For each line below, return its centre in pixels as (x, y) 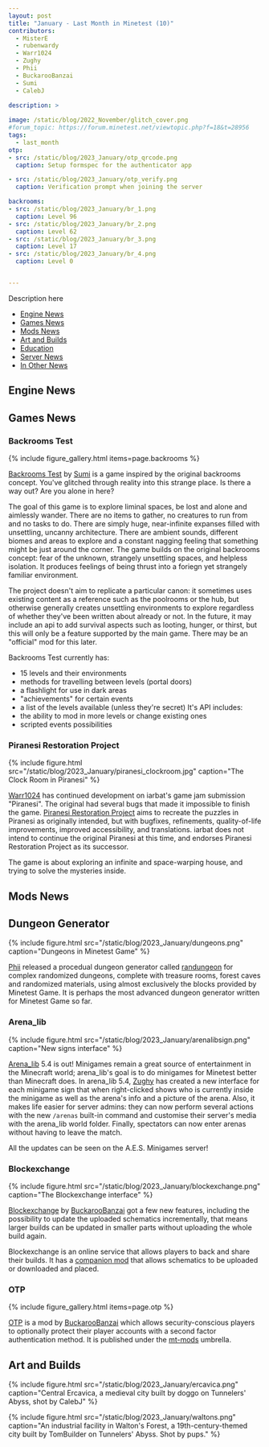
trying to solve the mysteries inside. (67, 871)
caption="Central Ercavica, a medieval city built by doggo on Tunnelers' (127, 1393)
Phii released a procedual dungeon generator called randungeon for (121, 967)
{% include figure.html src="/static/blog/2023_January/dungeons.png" (126, 943)
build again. (28, 1236)
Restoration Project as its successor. (69, 847)
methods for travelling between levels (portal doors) (106, 682)
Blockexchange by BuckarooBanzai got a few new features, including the (129, 1210)
